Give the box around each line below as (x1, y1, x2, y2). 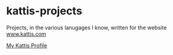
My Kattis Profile (6, 42, 48, 49)
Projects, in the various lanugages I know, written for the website (6, 24, 167, 31)
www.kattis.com (6, 30, 46, 37)
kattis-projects (6, 4, 83, 18)
